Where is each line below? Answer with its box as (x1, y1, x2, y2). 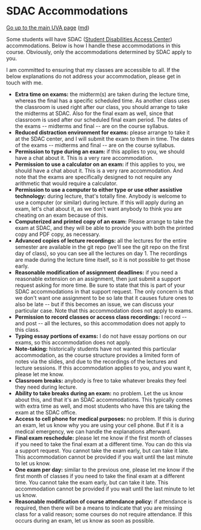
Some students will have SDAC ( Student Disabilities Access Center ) (6, 35, 172, 43)
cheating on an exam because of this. (14, 211, 108, 219)
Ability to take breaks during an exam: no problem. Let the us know (14, 389, 184, 396)
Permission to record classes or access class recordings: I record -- (14, 313, 187, 320)
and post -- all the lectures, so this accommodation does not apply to (14, 319, 185, 327)
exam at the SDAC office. (14, 408, 77, 416)
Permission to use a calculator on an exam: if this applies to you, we (14, 160, 185, 168)
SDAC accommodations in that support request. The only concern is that (14, 287, 194, 295)
